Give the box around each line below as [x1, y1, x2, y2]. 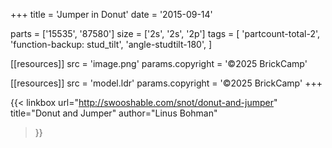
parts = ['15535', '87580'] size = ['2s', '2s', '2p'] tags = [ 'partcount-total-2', [10, 28, 321, 39]
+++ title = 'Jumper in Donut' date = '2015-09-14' [10, 9, 213, 20]
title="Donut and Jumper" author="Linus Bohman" [10, 107, 218, 119]
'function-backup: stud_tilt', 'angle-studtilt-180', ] [10, 39, 213, 50]
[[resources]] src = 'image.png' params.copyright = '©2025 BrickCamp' [10, 58, 308, 69]
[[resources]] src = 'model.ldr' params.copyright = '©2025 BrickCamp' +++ [10, 77, 323, 89]
